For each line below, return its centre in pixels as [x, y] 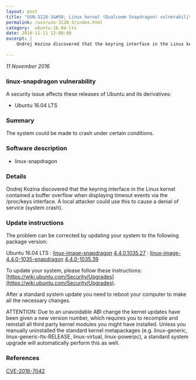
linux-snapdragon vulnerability [51, 81]
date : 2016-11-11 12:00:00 [39, 33]
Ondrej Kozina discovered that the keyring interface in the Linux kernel [91, 189]
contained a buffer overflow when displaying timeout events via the [87, 195]
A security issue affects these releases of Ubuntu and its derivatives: [89, 94]
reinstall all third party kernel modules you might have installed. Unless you [96, 324]
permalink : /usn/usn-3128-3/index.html [55, 22]
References [23, 358]
